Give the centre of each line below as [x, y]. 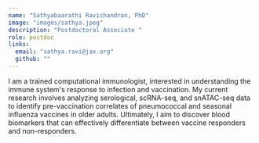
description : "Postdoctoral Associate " [75, 30]
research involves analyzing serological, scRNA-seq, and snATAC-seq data [129, 98]
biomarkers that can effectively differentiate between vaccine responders [127, 123]
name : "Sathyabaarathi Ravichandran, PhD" [78, 15]
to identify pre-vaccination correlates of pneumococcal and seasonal [120, 105]
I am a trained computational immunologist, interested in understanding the [129, 81]
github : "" [33, 59]
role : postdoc [31, 37]
